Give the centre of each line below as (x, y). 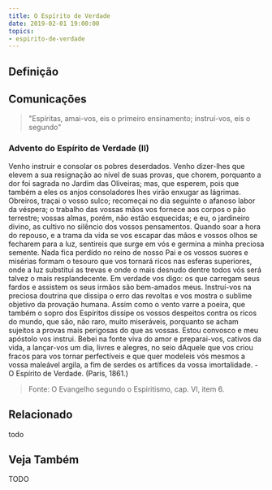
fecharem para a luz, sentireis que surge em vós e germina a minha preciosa (136, 244)
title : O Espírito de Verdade (60, 16)
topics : (22, 31)
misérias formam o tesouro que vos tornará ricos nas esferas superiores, (130, 261)
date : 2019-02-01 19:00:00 (54, 24)
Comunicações (47, 100)
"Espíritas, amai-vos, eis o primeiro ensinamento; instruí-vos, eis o (139, 119)
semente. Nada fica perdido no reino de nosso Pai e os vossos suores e (129, 252)
